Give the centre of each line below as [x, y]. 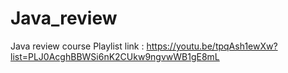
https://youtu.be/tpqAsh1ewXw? [212, 46]
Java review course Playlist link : [77, 46]
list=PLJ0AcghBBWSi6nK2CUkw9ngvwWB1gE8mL [115, 56]
